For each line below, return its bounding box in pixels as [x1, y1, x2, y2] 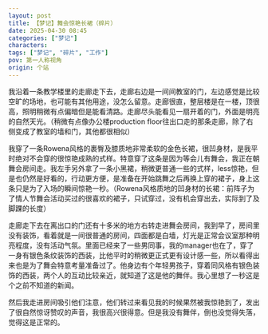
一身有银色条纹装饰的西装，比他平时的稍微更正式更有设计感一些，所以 [8, 250, 239, 260]
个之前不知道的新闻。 [8, 280, 78, 290]
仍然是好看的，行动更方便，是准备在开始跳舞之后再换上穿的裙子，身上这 [22, 173, 260, 183]
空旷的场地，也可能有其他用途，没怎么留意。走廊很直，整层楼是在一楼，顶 [8, 97, 253, 106]
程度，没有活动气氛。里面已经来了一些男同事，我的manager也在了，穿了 [14, 241, 254, 250]
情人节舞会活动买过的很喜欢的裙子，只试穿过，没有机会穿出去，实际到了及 [14, 193, 260, 203]
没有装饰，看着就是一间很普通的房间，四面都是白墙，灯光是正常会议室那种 [8, 230, 253, 240]
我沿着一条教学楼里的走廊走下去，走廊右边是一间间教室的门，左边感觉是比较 [8, 86, 260, 96]
